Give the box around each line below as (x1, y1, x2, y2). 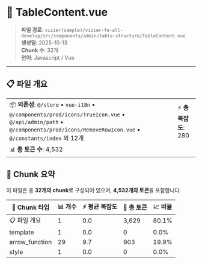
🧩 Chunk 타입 (11, 203, 50, 212)
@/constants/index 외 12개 (9, 134, 84, 142)
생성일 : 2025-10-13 (20, 39, 68, 46)
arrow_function (9, 237, 52, 246)
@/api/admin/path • (9, 118, 64, 126)
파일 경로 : (20, 26, 44, 33)
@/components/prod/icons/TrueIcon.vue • (9, 110, 125, 118)
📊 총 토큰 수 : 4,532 (9, 145, 63, 153)
